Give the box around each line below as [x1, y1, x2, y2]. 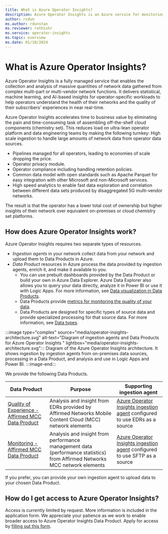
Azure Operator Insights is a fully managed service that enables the [5, 78, 144, 84]
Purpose [70, 386, 91, 393]
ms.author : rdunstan [5, 21, 48, 26]
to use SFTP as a [116, 452, 156, 459]
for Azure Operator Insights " [5, 340, 65, 346]
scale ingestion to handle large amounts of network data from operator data [5, 135, 161, 141]
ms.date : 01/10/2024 [5, 40, 48, 45]
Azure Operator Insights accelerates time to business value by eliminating [5, 114, 157, 120]
